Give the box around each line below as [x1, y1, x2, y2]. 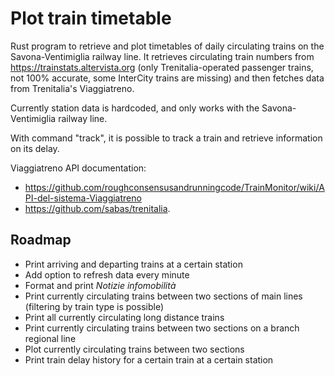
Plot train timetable [10, 7, 172, 30]
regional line [24, 332, 77, 344]
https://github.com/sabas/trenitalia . [24, 202, 171, 214]
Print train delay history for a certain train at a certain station [24, 353, 274, 366]
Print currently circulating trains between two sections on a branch [24, 322, 300, 334]
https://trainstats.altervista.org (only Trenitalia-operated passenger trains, [10, 61, 314, 73]
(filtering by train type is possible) [24, 300, 165, 312]
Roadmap [10, 232, 72, 249]
